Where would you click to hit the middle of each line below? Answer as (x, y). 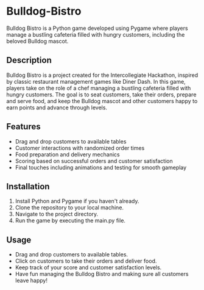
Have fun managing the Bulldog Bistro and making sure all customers (102, 274)
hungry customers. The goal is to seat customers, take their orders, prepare (101, 94)
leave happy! (31, 281)
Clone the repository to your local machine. (69, 208)
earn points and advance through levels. (57, 107)
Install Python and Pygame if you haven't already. (77, 201)
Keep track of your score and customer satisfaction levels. (88, 267)
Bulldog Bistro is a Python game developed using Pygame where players (97, 28)
